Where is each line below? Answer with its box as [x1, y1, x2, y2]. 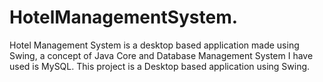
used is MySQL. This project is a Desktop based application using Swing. [9, 60, 311, 72]
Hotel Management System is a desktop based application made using [9, 39, 300, 51]
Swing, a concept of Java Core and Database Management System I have [9, 49, 314, 61]
